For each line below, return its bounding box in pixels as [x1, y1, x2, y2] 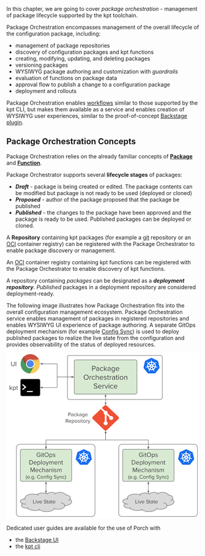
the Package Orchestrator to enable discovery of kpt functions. [6, 265, 166, 272]
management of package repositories [15, 42, 110, 49]
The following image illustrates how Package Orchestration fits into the [6, 302, 185, 309]
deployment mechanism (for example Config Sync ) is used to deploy [6, 327, 179, 335]
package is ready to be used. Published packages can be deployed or [15, 215, 192, 223]
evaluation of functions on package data [15, 75, 117, 81]
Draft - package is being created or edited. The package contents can [15, 183, 193, 190]
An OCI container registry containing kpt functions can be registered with [6, 258, 192, 265]
